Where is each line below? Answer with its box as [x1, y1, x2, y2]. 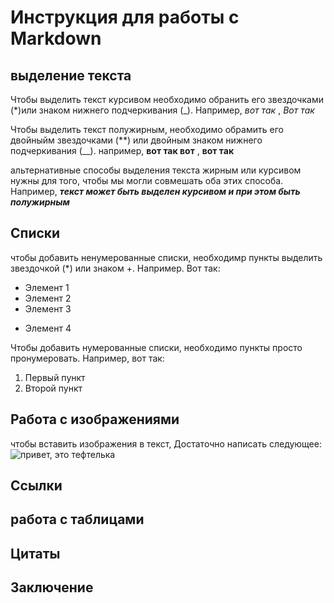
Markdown [10, 27, 102, 50]
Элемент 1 [24, 281, 70, 293]
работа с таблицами [10, 511, 145, 528]
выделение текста [10, 67, 132, 84]
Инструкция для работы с [10, 6, 240, 29]
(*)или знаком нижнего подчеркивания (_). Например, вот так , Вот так [10, 104, 315, 116]
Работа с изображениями [10, 411, 180, 428]
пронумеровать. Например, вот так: [10, 352, 165, 364]
